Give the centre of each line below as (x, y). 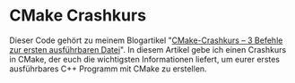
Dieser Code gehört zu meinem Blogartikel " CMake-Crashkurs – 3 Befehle (146, 40)
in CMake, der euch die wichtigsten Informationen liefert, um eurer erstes (145, 59)
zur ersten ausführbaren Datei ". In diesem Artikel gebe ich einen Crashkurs (148, 49)
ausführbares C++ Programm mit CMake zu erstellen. (108, 69)
